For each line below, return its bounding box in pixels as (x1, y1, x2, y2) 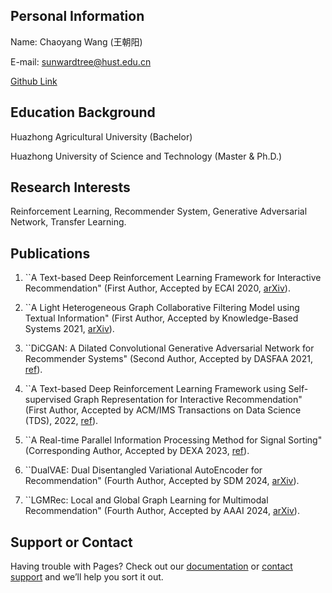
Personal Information (10, 8, 145, 25)
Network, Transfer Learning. (10, 216, 127, 228)
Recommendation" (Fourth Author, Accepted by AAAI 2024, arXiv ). (24, 505, 300, 517)
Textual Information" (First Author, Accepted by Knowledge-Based (24, 312, 299, 324)
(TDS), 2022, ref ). (24, 415, 99, 427)
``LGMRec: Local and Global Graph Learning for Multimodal (24, 494, 269, 506)
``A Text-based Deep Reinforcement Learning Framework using (24, 383, 287, 395)
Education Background (10, 104, 156, 121)
